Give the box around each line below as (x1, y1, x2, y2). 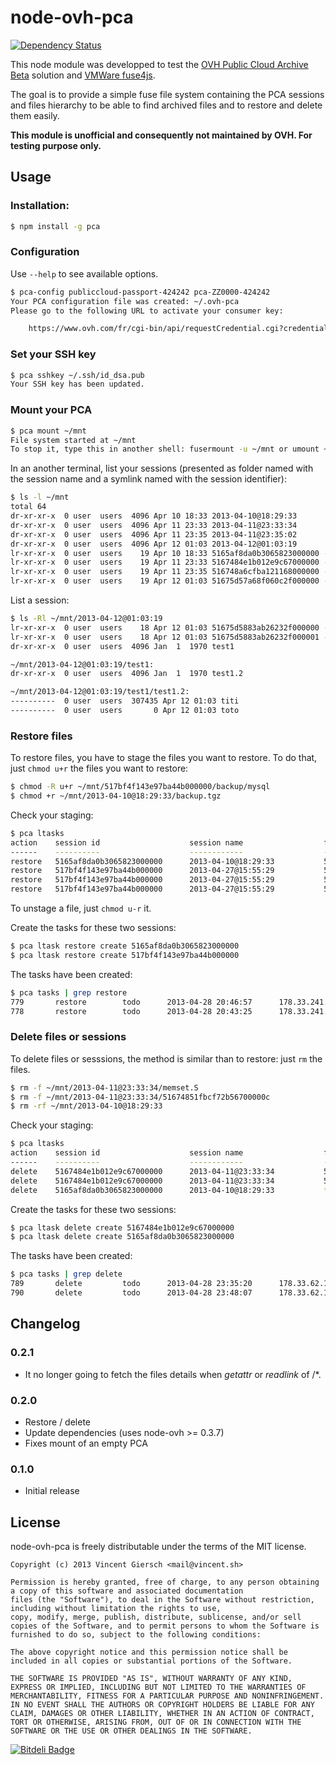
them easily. (10, 109, 60, 121)
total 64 (10, 502, 47, 512)
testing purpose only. (10, 139, 102, 151)
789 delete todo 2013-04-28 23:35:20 (10, 1279, 253, 1289)
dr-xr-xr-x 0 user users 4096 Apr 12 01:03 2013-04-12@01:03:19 (10, 539, 298, 549)
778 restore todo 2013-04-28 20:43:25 (10, 1006, 253, 1016)
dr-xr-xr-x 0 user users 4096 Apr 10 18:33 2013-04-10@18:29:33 (10, 511, 298, 521)
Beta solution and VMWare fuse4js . (10, 69, 156, 81)
